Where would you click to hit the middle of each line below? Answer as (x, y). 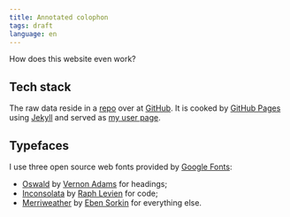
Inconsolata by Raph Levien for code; (90, 193)
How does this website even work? (73, 59)
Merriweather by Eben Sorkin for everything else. (111, 203)
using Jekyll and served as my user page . (85, 118)
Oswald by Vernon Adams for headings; (95, 184)
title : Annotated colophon (59, 17)
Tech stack (40, 86)
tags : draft (31, 26)
